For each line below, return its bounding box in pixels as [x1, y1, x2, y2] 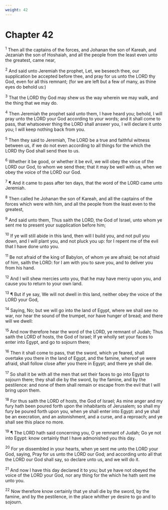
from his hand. [5, 265, 35, 271]
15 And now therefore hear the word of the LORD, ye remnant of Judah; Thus [5, 328, 163, 335]
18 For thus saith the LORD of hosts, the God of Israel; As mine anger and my [5, 397, 163, 404]
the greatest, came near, [5, 57, 56, 63]
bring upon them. [5, 387, 41, 393]
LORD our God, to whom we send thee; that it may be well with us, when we [5, 164, 162, 170]
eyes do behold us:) [5, 84, 46, 90]
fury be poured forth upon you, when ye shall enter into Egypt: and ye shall [5, 408, 160, 414]
